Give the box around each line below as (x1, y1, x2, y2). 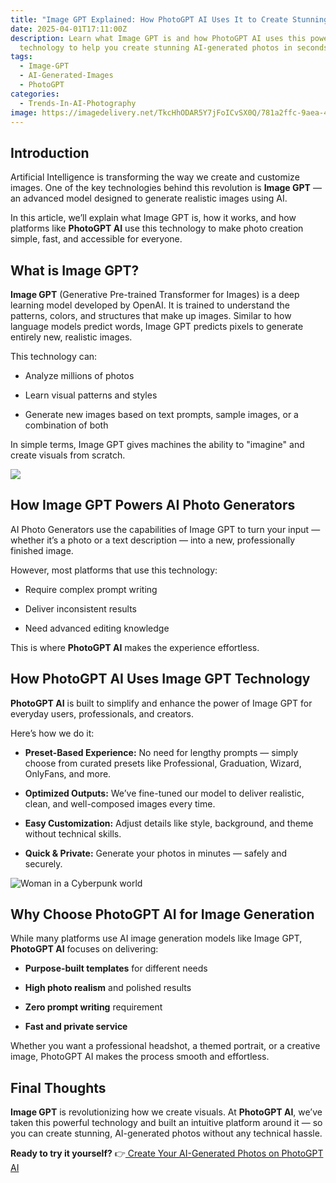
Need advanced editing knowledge (24, 622, 170, 634)
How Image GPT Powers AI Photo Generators (10, 497, 296, 514)
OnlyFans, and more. (24, 767, 112, 780)
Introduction (10, 144, 90, 161)
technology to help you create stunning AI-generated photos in (19, 42, 293, 53)
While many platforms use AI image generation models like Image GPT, (10, 932, 303, 945)
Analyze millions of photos (24, 370, 135, 381)
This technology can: (10, 351, 98, 362)
